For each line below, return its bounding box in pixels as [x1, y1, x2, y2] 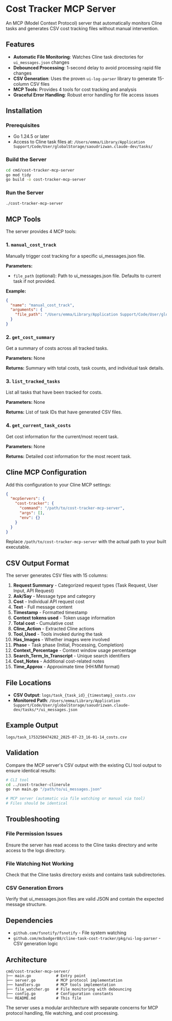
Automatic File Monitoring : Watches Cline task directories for [13, 54, 143, 60]
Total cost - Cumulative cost [13, 620, 73, 626]
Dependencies [6, 916, 53, 925]
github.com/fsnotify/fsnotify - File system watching [13, 930, 127, 936]
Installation [6, 107, 42, 115]
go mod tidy [6, 172, 31, 178]
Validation [6, 748, 39, 757]
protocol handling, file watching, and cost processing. [6, 1010, 119, 1016]
